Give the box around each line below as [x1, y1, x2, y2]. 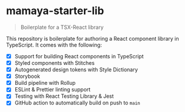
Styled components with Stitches [14, 60, 95, 66]
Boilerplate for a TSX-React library [20, 24, 104, 31]
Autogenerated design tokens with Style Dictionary [14, 66, 138, 73]
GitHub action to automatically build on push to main [14, 99, 140, 107]
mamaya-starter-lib [6, 4, 105, 18]
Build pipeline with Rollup [14, 80, 76, 87]
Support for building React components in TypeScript [14, 52, 144, 60]
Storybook [14, 73, 41, 80]
